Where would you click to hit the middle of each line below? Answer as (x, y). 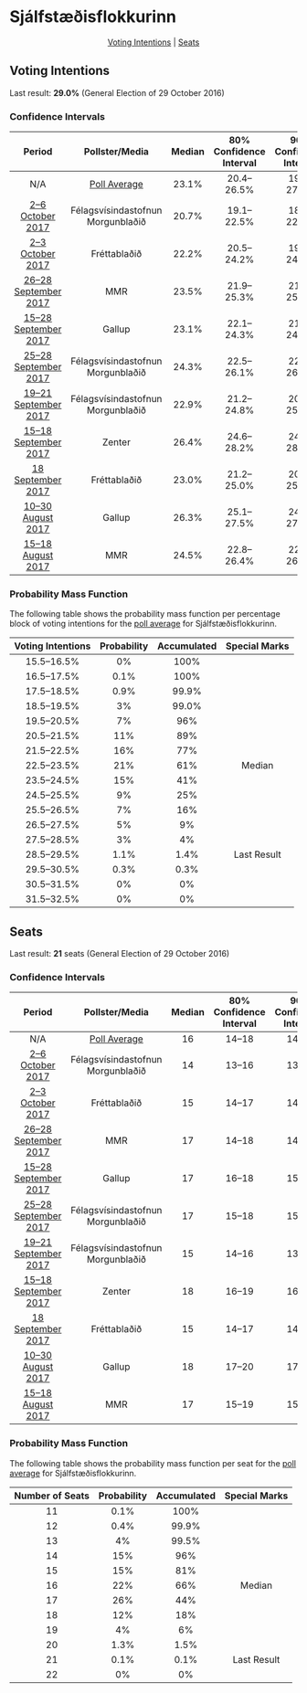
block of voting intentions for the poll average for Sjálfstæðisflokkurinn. (143, 624)
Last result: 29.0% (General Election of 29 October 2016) (117, 92)
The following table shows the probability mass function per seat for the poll (153, 1463)
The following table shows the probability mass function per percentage (145, 614)
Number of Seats (52, 1496)
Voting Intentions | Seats (153, 42)
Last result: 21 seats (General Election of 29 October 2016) (120, 954)
